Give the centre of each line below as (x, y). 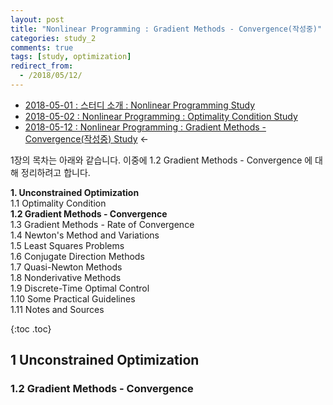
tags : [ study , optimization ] (71, 57)
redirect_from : (42, 66)
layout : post (37, 19)
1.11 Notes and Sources (57, 309)
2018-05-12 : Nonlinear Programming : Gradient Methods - (145, 127)
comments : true (42, 47)
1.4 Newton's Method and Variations (85, 235)
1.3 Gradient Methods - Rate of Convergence (102, 224)
